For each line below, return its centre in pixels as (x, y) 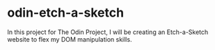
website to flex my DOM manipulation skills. (70, 39)
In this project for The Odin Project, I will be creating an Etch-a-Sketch (108, 32)
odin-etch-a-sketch (65, 13)
